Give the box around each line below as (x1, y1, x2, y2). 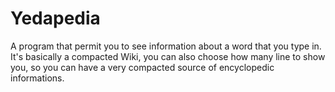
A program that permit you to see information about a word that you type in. (10, 40, 322, 52)
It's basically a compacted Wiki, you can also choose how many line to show (10, 50, 326, 62)
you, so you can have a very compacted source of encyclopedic (10, 61, 275, 73)
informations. (10, 72, 65, 84)
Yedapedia (10, 7, 101, 30)
